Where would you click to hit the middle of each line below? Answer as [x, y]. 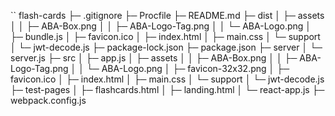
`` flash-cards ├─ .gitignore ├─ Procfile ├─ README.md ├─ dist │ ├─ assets [167, 15]
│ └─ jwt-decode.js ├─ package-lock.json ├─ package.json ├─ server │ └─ [166, 47]
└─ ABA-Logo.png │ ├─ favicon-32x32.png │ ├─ [188, 68]
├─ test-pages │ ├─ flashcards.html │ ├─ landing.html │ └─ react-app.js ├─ [167, 89]
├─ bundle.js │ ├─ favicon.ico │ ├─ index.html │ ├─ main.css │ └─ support [165, 36]
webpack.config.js [48, 100]
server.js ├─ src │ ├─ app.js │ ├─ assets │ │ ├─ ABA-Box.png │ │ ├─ [154, 58]
